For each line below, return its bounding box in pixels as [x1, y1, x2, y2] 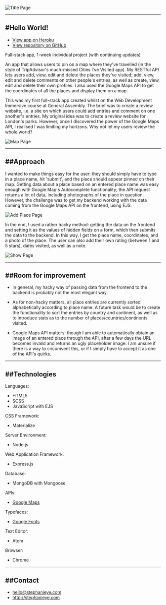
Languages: [5, 383, 29, 389]
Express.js [12, 461, 34, 467]
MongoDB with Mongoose [12, 480, 66, 486]
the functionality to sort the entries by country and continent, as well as [12, 310, 158, 316]
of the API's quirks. [12, 351, 51, 357]
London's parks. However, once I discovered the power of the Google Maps [5, 118, 160, 124]
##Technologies [5, 370, 57, 378]
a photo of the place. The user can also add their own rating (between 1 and [5, 237, 160, 243]
